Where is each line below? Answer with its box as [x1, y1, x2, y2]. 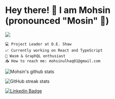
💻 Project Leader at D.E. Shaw [5, 41, 72, 46]
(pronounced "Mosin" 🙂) [5, 15, 110, 26]
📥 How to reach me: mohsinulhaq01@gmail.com [5, 58, 101, 63]
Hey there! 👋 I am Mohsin [5, 4, 111, 16]
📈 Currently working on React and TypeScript [5, 47, 103, 53]
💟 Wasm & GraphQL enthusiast [5, 53, 66, 58]
